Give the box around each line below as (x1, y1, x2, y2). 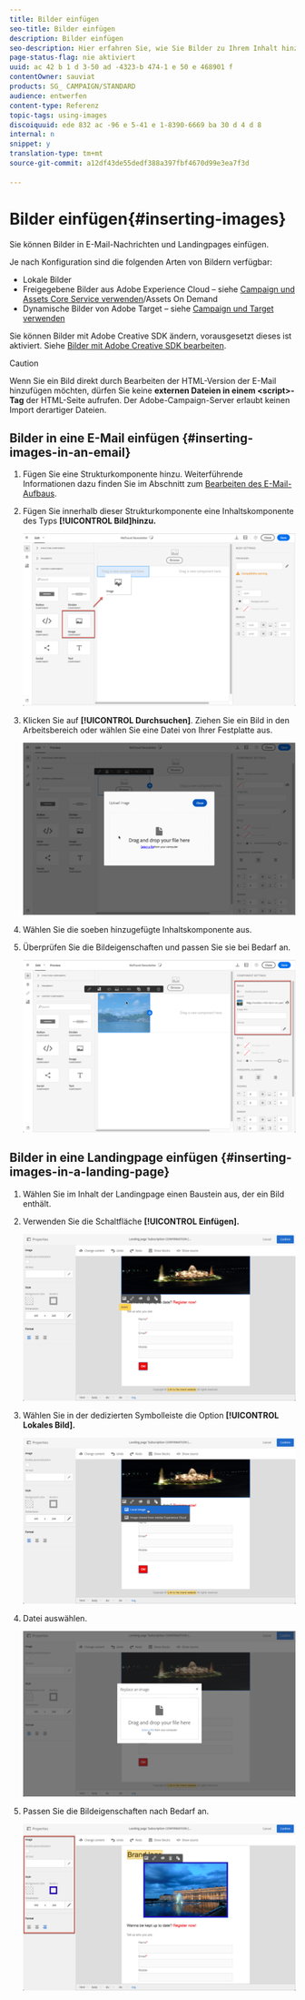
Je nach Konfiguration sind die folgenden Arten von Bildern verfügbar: (9, 256, 272, 268)
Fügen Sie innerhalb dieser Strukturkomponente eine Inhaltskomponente (22, 506, 295, 517)
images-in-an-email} (9, 444, 132, 460)
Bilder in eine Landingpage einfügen (9, 1150, 219, 1166)
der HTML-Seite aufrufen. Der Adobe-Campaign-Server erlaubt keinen (25, 394, 290, 405)
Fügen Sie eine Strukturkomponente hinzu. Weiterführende (22, 469, 243, 480)
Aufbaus (22, 488, 55, 500)
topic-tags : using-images (9, 110, 107, 120)
